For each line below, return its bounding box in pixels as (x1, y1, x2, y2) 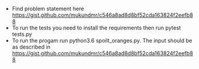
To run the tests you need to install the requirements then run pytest (11, 24, 181, 31)
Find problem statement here (11, 5, 84, 12)
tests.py (11, 31, 32, 38)
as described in (11, 43, 51, 50)
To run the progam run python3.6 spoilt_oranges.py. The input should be (11, 37, 192, 44)
